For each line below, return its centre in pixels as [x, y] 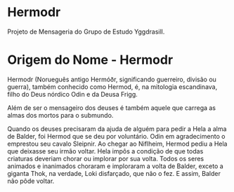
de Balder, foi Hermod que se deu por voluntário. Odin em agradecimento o [116, 136]
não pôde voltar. [31, 181]
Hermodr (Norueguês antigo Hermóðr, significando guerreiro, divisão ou [112, 79]
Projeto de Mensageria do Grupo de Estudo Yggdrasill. [86, 32]
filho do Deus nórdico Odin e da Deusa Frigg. [73, 94]
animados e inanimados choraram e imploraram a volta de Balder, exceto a [115, 166]
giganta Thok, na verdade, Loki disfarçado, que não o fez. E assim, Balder [114, 173]
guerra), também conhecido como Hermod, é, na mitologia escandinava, [112, 87]
